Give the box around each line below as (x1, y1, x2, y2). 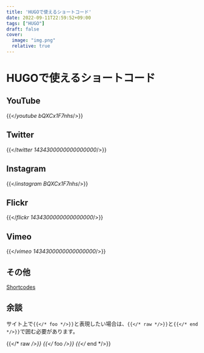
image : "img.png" (12, 37, 56, 43)
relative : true (12, 43, 51, 49)
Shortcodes (6, 283, 36, 291)
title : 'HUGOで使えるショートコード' (6, 9, 92, 15)
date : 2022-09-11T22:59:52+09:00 (6, 15, 91, 21)
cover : (6, 32, 23, 38)
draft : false (6, 26, 40, 32)
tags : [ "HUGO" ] (6, 20, 45, 26)
